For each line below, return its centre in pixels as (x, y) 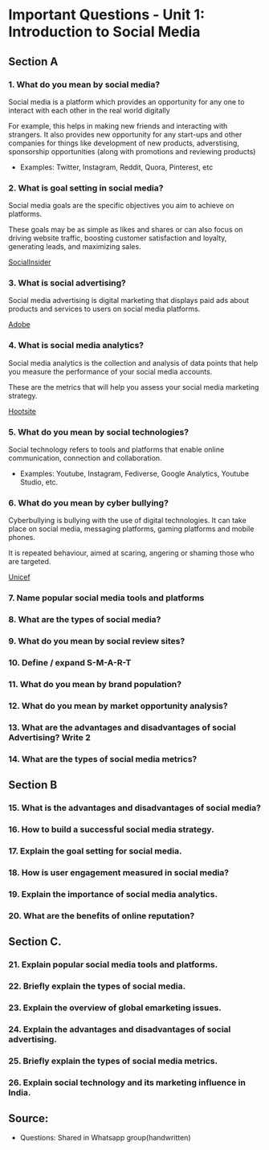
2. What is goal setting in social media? (86, 188)
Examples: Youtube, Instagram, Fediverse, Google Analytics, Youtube (134, 474)
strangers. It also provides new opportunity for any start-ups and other (125, 134)
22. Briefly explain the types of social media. (97, 986)
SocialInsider (30, 262)
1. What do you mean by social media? (84, 84)
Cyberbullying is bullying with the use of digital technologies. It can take (127, 521)
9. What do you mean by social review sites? (97, 641)
